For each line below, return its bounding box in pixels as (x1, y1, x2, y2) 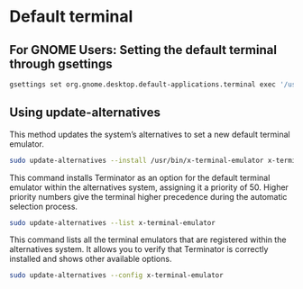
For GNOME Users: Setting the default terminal (9, 42, 278, 58)
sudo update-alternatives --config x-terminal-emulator (9, 271, 224, 280)
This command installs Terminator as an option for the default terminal (9, 172, 271, 183)
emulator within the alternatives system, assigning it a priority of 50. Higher (9, 182, 289, 193)
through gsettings (9, 56, 113, 71)
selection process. (9, 201, 78, 212)
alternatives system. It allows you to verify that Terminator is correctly (9, 244, 269, 255)
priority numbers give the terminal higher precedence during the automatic (9, 191, 288, 202)
